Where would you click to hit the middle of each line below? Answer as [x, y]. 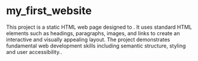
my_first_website [49, 11]
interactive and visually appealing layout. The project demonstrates [88, 39]
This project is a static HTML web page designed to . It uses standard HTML [99, 27]
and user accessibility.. [34, 52]
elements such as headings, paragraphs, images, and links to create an [93, 33]
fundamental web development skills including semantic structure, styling [96, 46]
